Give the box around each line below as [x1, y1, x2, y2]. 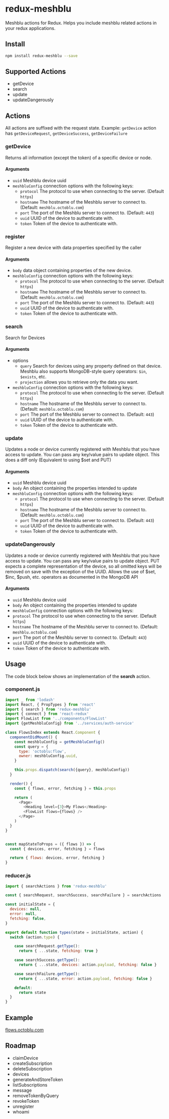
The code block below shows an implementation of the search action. [5, 673, 151, 679]
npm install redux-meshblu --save [5, 53, 78, 58]
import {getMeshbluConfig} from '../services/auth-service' [5, 721, 135, 726]
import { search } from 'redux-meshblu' [5, 707, 92, 712]
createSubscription [12, 1060, 52, 1066]
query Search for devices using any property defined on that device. [20, 363, 162, 369]
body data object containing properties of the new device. [12, 267, 132, 273]
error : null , [10, 911, 37, 916]
